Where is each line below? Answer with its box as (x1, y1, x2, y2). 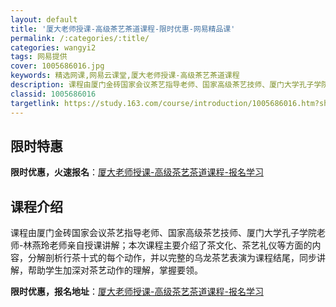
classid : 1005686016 (10, 89, 97, 99)
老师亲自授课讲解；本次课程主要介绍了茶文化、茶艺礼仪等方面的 (49, 239, 313, 251)
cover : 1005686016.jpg (10, 61, 105, 71)
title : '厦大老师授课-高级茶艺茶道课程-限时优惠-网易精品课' (10, 24, 236, 34)
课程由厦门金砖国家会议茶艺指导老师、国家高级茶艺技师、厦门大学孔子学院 (10, 227, 317, 239)
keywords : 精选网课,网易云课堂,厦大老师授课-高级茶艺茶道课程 (10, 71, 240, 81)
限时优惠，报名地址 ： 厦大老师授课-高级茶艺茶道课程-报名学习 (10, 286, 264, 298)
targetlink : (10, 98, 60, 108)
